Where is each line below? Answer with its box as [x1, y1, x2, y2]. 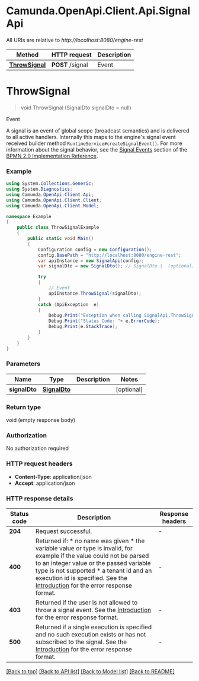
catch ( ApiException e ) [37, 301, 99, 307]
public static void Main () [27, 236, 94, 242]
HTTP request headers [6, 459, 73, 468]
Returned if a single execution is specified [35, 623, 152, 631]
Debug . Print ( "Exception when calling [48, 313, 142, 319]
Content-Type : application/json [14, 473, 92, 480]
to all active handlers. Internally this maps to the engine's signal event [6, 133, 176, 140]
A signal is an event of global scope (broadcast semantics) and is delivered [6, 127, 190, 134]
